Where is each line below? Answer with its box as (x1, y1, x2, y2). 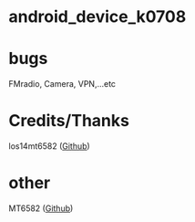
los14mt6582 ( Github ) (8, 141, 90, 152)
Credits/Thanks (8, 111, 129, 132)
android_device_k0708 (8, 6, 187, 27)
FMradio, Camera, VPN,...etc (8, 79, 116, 90)
